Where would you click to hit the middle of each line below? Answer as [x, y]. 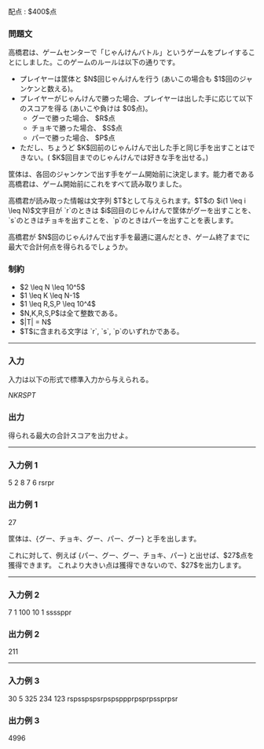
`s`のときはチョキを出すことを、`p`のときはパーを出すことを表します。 [123, 220]
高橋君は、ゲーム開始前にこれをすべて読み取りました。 [97, 184]
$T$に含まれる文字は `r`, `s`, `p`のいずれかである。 [101, 331]
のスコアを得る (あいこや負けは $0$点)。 [86, 108]
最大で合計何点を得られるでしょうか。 [70, 247]
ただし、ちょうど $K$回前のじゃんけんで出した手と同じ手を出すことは [134, 148]
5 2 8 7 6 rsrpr [31, 483]
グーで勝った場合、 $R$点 [73, 118]
